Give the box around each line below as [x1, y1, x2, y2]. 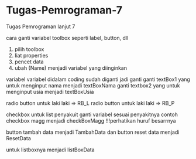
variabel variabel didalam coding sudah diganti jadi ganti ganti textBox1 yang [6, 76, 190, 83]
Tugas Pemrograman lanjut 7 [6, 23, 75, 30]
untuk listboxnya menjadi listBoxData [6, 146, 95, 153]
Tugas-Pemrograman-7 [6, 4, 123, 17]
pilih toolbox [14, 45, 44, 53]
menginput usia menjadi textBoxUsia [6, 88, 94, 95]
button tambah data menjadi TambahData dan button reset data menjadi [6, 128, 180, 136]
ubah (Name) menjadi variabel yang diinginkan [14, 64, 128, 71]
